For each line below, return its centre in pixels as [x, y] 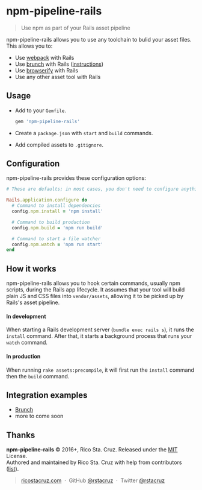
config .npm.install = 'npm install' [57, 212]
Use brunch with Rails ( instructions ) [59, 64]
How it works [31, 269]
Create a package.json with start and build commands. [84, 133]
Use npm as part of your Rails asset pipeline [75, 28]
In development [26, 316]
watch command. [27, 343]
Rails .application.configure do [47, 200]
